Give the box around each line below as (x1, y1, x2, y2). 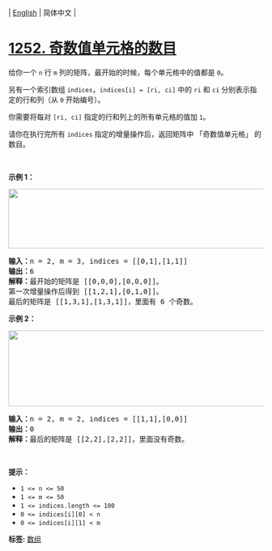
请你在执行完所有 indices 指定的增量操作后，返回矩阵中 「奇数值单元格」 (8, 129, 253, 138)
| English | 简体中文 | (8, 8, 77, 17)
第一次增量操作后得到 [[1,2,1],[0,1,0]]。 (8, 286, 164, 296)
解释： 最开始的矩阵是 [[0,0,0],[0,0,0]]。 (8, 277, 164, 286)
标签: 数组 (8, 534, 42, 544)
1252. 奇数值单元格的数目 (8, 40, 176, 57)
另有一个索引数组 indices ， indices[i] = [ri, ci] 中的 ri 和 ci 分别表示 (8, 84, 250, 94)
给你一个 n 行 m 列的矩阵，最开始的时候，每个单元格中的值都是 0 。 (8, 67, 228, 77)
